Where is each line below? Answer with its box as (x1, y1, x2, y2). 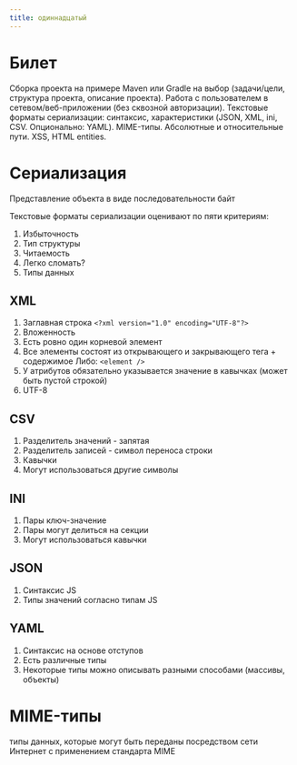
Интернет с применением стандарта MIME (9, 745, 175, 756)
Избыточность (22, 228, 79, 239)
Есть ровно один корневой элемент (22, 337, 163, 347)
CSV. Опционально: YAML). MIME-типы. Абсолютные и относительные (9, 121, 284, 132)
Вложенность (22, 327, 75, 337)
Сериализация (9, 163, 127, 183)
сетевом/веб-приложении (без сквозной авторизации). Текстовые (9, 102, 269, 113)
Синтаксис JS (22, 584, 77, 596)
